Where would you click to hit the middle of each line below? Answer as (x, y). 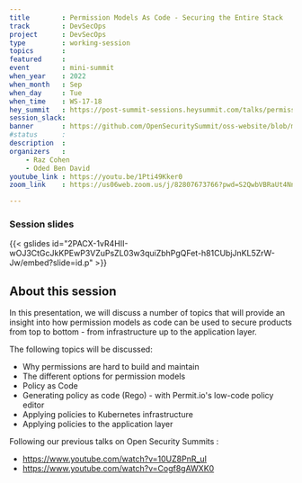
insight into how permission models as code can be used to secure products (151, 322)
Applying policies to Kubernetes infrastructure (107, 415)
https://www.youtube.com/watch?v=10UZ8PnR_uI (115, 459)
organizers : (38, 151)
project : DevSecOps (58, 34)
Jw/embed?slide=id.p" (51, 263)
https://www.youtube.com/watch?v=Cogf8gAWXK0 (118, 469)
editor (33, 405)
